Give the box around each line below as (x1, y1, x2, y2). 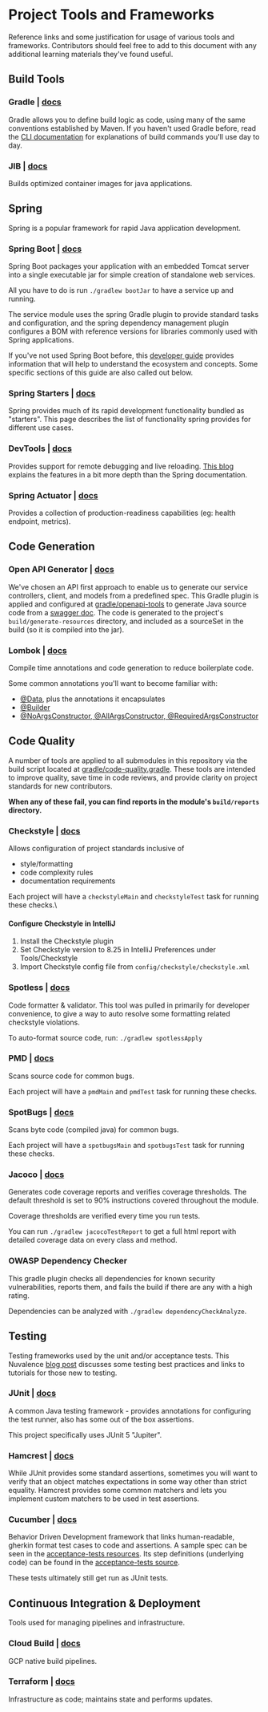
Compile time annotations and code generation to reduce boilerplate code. (8, 663, 254, 672)
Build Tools (8, 72, 66, 86)
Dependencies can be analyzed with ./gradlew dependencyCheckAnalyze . (8, 1306, 247, 1316)
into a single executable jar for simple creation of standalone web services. (8, 270, 256, 280)
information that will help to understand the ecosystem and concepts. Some (8, 359, 258, 369)
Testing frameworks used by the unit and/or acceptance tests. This (8, 1350, 230, 1361)
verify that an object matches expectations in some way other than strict (8, 1477, 247, 1487)
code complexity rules (19, 868, 94, 878)
